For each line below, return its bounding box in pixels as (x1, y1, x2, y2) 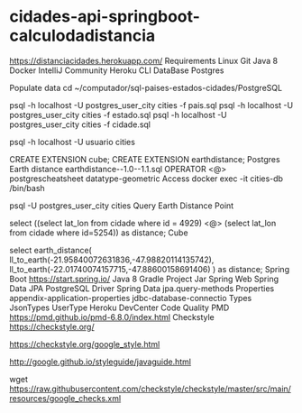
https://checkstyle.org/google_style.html (9, 338, 160, 349)
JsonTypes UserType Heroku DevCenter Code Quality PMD (9, 302, 230, 313)
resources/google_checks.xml (9, 392, 122, 403)
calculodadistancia (9, 25, 156, 46)
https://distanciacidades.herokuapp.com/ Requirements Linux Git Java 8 (9, 55, 278, 66)
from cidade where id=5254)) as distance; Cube (9, 227, 188, 238)
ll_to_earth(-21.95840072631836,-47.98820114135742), (9, 254, 215, 265)
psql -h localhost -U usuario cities (9, 136, 135, 147)
